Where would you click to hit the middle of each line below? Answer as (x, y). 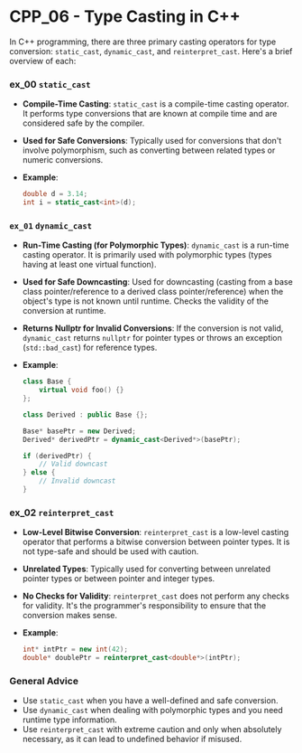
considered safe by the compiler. (83, 123)
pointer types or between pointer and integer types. (119, 579)
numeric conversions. (63, 160)
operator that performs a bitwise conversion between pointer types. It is (156, 542)
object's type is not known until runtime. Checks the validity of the (145, 301)
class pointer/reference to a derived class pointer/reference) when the (153, 292)
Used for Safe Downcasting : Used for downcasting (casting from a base (157, 282)
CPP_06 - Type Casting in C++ (125, 17)
